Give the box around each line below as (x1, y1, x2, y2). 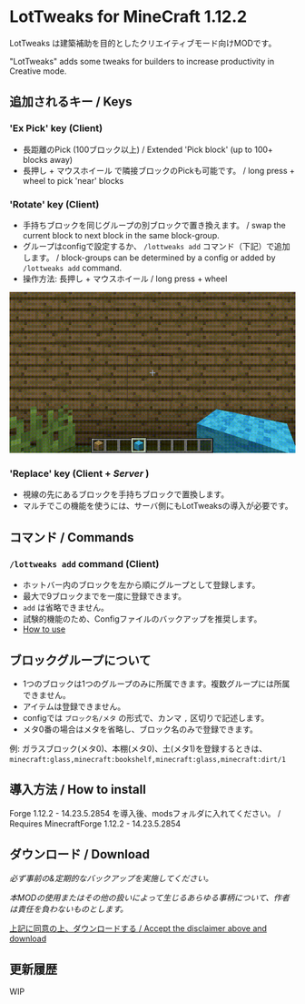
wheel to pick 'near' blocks (22, 175, 124, 186)
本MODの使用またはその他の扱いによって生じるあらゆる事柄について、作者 (9, 892, 290, 903)
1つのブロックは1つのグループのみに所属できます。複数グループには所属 (22, 678, 290, 689)
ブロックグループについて (9, 653, 152, 668)
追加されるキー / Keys (9, 94, 133, 110)
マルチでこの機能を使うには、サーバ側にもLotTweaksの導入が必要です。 (22, 501, 293, 512)
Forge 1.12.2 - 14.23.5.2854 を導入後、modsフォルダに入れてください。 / (9, 807, 281, 818)
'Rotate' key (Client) (9, 198, 100, 210)
